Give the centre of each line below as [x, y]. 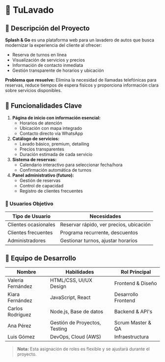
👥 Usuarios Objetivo [29, 204]
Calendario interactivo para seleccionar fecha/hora [71, 165]
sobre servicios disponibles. [34, 90]
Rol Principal [136, 271]
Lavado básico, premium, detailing [54, 144]
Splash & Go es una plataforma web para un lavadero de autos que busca [80, 40]
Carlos [15, 308]
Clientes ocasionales [31, 225]
